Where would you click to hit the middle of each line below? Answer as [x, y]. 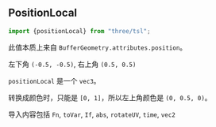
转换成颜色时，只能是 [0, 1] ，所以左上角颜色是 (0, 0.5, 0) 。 [110, 97]
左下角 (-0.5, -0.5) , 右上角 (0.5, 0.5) [72, 64]
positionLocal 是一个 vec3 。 [54, 80]
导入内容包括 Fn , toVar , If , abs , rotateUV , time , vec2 [92, 114]
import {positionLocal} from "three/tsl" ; [79, 31]
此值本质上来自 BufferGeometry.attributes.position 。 [98, 47]
